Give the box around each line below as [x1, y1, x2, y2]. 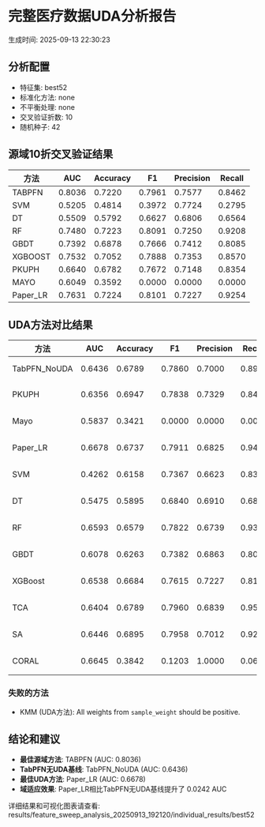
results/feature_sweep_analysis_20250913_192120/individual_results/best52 [8, 810, 255, 820]
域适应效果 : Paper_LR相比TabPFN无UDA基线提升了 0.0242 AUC [19, 784, 227, 794]
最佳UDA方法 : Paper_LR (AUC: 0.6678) [19, 775, 146, 784]
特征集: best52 [19, 82, 68, 92]
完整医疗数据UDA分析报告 [8, 7, 177, 25]
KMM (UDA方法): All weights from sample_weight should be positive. [19, 707, 241, 716]
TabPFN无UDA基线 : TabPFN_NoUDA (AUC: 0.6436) [19, 765, 188, 774]
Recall [220, 172, 244, 183]
